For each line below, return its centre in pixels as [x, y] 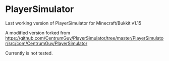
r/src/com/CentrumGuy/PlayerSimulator [46, 43]
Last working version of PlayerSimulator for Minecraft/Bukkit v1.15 [73, 23]
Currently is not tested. [29, 53]
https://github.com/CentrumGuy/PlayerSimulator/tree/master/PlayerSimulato [84, 38]
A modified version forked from [38, 32]
